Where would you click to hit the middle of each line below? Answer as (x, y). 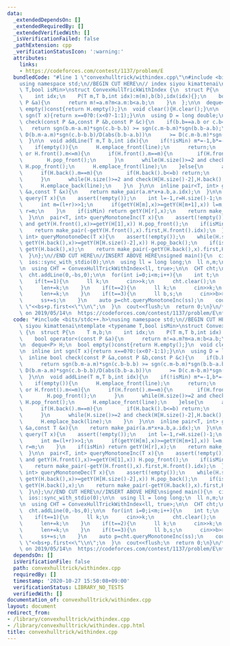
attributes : (30, 58)
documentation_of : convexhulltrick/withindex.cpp (79, 600)
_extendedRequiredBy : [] (49, 26)
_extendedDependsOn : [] (47, 20)
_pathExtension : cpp (42, 45)
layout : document (32, 607)
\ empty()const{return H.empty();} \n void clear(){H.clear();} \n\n (119, 109)
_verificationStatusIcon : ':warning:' (69, 52)
